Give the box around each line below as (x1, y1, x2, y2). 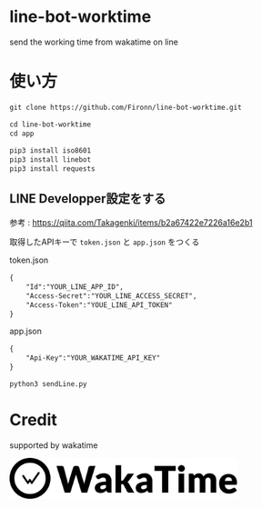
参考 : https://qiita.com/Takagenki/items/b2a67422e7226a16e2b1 (9, 216, 253, 228)
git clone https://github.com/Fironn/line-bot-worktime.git (9, 103, 243, 112)
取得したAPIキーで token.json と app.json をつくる (9, 236, 200, 247)
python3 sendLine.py (9, 379, 88, 388)
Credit (9, 409, 57, 430)
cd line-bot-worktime (9, 120, 92, 129)
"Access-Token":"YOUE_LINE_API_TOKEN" (25, 300, 173, 310)
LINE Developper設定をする (9, 191, 166, 206)
